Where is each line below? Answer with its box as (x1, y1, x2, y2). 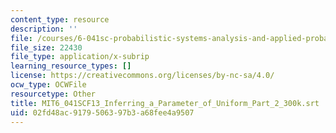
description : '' (10, 24, 78, 34)
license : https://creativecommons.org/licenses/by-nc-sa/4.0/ (10, 71, 275, 81)
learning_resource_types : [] (10, 61, 132, 71)
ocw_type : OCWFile (10, 80, 87, 90)
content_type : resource (10, 14, 110, 25)
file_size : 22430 (10, 42, 83, 53)
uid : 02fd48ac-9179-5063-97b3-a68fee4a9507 (10, 107, 195, 118)
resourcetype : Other (10, 89, 97, 99)
